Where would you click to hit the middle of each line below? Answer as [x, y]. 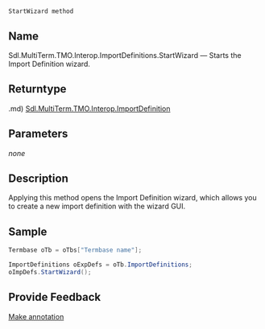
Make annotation [36, 316]
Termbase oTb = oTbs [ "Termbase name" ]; [75, 250]
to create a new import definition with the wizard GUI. [97, 206]
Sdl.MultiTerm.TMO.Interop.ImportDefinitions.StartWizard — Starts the [125, 55]
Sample [28, 231]
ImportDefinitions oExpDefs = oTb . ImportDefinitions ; [101, 265]
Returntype [37, 89]
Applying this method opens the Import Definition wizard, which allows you [133, 198]
